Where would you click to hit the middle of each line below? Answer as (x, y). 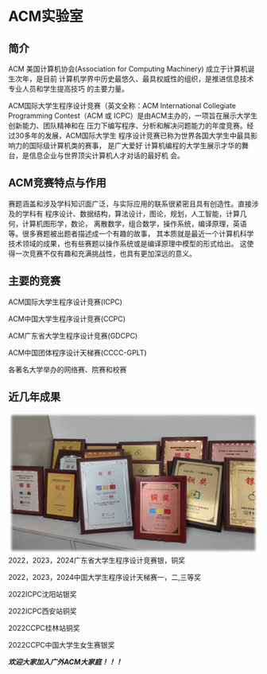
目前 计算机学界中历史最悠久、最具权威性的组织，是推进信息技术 (148, 79)
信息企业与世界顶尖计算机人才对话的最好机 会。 (106, 155)
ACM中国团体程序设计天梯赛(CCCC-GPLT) (77, 352)
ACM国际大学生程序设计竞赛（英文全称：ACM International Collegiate (122, 106)
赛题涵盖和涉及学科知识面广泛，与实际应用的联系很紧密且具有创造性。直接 (130, 203)
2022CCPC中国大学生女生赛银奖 (62, 645)
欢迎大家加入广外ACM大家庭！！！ (66, 661)
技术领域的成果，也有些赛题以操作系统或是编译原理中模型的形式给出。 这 (128, 243)
